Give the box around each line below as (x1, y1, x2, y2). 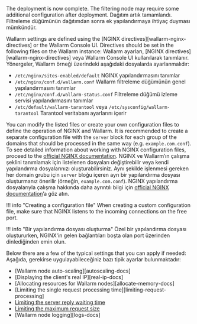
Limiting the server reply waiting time (14, 299, 105, 306)
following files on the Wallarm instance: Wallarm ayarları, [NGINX (6, 48, 164, 55)
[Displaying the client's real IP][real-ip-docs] (14, 274, 124, 280)
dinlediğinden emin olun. (6, 238, 66, 245)
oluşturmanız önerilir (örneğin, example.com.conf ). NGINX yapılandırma (6, 177, 178, 184)
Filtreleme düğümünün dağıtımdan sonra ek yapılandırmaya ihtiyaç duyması (6, 18, 190, 24)
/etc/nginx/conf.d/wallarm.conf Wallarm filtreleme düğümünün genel (14, 78, 186, 85)
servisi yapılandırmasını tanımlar (14, 97, 93, 104)
